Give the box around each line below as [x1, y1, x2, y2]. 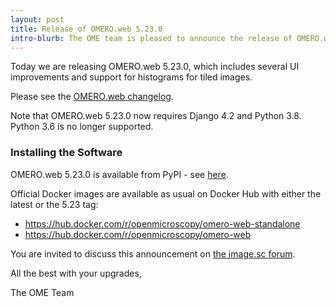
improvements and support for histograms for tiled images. [10, 71, 253, 83]
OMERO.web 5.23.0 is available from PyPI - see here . [10, 168, 229, 180]
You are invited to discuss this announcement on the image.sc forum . [10, 247, 296, 260]
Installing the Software [10, 146, 123, 160]
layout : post [10, 14, 65, 25]
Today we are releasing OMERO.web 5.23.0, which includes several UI [10, 61, 300, 73]
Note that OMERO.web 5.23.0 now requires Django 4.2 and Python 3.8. [10, 110, 302, 122]
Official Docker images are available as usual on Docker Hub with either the [10, 187, 322, 200]
